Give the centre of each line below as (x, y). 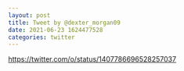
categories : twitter (42, 37)
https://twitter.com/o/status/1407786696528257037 (92, 59)
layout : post (29, 15)
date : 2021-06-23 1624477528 (56, 30)
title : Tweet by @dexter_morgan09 (65, 23)
